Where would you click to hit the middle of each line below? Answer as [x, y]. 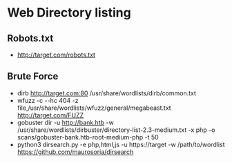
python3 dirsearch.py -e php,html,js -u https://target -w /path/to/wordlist [121, 144]
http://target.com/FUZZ [50, 115]
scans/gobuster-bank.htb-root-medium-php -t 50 [88, 137]
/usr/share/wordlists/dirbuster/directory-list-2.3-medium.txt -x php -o [116, 130]
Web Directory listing [69, 13]
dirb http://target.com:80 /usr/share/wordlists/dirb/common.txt [107, 93]
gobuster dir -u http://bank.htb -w [65, 122]
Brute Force [33, 76]
